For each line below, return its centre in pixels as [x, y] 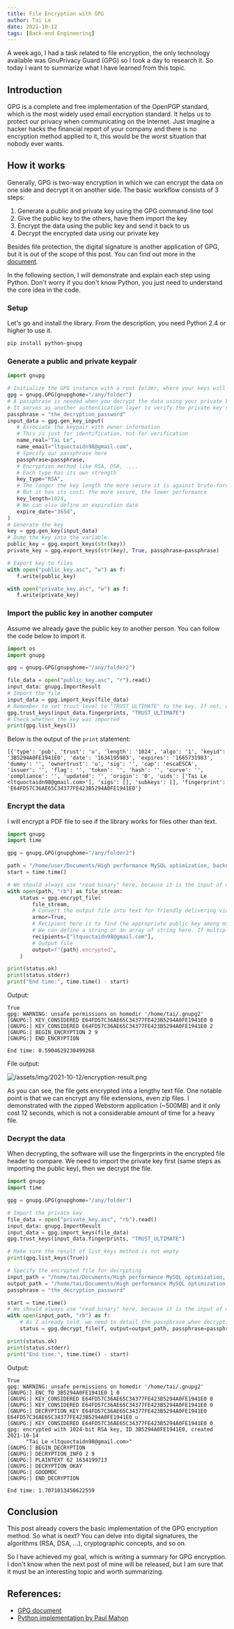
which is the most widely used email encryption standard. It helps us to [109, 114]
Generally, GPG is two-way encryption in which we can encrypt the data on [115, 182]
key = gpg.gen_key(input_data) [53, 531]
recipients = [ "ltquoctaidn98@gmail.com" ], [93, 936]
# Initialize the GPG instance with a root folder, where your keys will [117, 388]
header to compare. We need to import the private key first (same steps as [114, 1161]
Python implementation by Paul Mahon [73, 1618]
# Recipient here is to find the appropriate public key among [126, 924]
